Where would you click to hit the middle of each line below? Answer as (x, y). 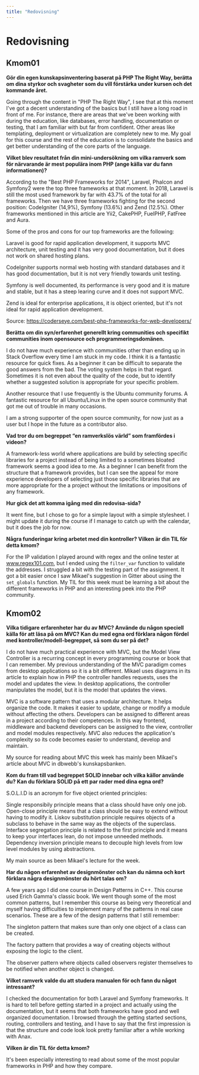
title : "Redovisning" (33, 12)
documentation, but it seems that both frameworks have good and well (93, 1011)
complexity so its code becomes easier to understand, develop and (89, 739)
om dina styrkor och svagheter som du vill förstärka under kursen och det (99, 83)
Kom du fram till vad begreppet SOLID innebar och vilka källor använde (95, 775)
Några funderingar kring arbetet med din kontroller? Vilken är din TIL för (97, 539)
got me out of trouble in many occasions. (56, 406)
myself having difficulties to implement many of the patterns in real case (94, 909)
